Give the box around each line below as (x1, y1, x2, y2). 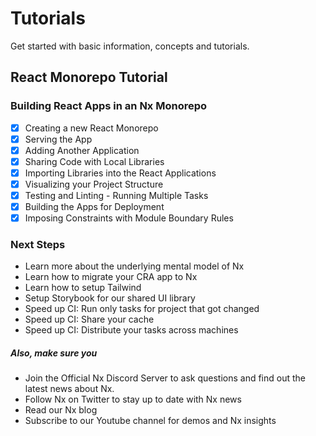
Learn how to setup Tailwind (24, 282, 142, 294)
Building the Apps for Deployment (24, 201, 165, 213)
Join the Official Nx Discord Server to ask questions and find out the (24, 372, 307, 384)
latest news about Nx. (24, 383, 115, 395)
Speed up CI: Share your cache (24, 313, 155, 326)
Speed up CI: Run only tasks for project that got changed (24, 303, 260, 315)
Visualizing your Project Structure (24, 178, 164, 190)
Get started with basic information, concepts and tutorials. (10, 40, 250, 52)
